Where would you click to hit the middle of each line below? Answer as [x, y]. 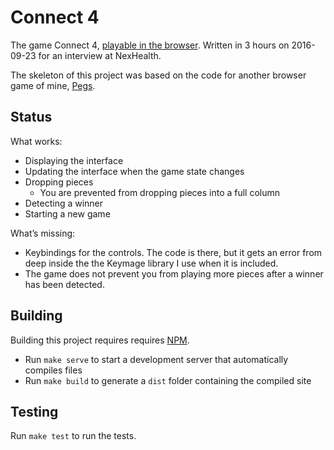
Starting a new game [67, 213]
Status [31, 117]
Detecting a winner [64, 203]
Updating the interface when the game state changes [134, 171]
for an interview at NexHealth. [100, 55]
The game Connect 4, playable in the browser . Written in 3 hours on [150, 45]
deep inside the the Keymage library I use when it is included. [151, 263]
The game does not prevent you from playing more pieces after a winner [174, 273]
